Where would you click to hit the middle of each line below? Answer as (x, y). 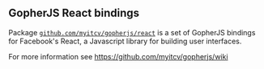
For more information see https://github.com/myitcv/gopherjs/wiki (118, 56)
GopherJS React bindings (74, 13)
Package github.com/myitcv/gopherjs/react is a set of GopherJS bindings (132, 32)
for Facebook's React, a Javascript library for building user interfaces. (125, 41)
